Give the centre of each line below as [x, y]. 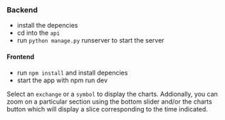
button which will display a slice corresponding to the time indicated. [107, 109]
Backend [22, 10]
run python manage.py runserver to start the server [90, 40]
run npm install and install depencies [72, 72]
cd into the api [38, 33]
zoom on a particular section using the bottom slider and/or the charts [110, 102]
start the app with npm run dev [62, 80]
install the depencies [47, 26]
